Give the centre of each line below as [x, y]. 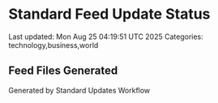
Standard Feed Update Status [109, 14]
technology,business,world [53, 45]
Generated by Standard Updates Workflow [79, 90]
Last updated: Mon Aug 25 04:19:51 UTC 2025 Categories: [106, 36]
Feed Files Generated [63, 71]
